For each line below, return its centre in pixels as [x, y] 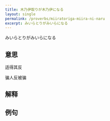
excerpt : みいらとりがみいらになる [37, 23]
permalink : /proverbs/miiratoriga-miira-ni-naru [55, 19]
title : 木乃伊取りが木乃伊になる [34, 10]
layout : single [20, 14]
